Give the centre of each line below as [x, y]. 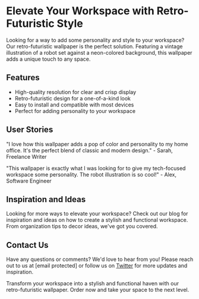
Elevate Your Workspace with [80, 11]
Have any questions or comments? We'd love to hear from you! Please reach [100, 259]
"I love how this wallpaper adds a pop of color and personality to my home [97, 144]
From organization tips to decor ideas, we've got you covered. [82, 226]
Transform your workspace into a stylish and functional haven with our [93, 284]
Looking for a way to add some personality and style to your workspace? [95, 40]
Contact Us [27, 245]
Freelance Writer [26, 156]
